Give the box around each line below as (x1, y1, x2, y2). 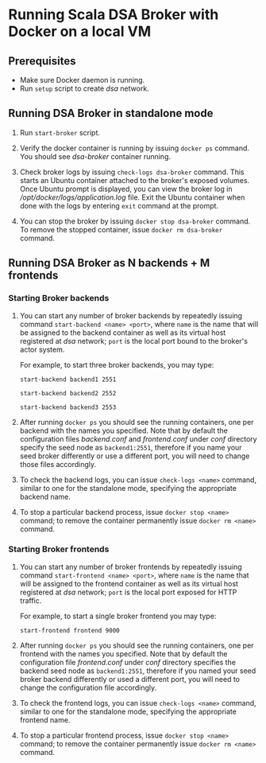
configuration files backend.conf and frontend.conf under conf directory (19, 434, 257, 443)
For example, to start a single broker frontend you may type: (19, 611, 217, 621)
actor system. (19, 345, 65, 354)
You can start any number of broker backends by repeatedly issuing (19, 310, 243, 320)
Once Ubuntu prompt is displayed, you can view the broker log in (19, 184, 233, 193)
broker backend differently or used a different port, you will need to (19, 674, 241, 683)
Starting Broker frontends (8, 543, 110, 555)
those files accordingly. (19, 459, 97, 469)
